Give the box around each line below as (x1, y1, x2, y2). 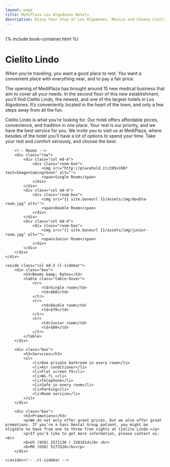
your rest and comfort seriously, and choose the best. (5, 138, 117, 145)
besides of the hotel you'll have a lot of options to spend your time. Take (5, 133, 156, 139)
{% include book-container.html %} (5, 36, 79, 42)
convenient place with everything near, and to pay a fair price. (5, 76, 135, 82)
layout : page (5, 7, 33, 13)
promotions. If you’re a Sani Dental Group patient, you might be (5, 423, 148, 428)
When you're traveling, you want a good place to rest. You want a (5, 70, 142, 76)
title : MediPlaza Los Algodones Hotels (5, 12, 90, 17)
